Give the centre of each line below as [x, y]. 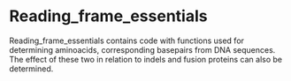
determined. [31, 69]
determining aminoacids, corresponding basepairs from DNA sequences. [142, 49]
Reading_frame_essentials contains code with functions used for [127, 40]
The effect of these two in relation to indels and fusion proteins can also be [146, 59]
